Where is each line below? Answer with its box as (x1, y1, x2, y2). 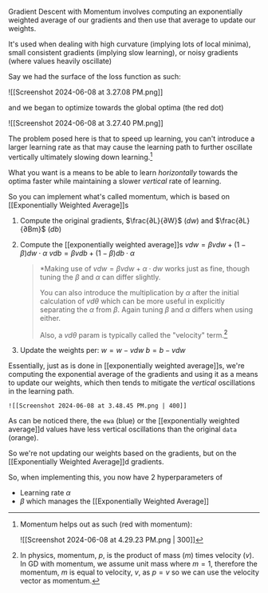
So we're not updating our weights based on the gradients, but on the (8, 448, 237, 459)
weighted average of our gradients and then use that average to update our (8, 15, 256, 25)
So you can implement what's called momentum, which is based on (8, 191, 230, 201)
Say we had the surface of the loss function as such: (8, 72, 181, 81)
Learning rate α (19, 488, 71, 498)
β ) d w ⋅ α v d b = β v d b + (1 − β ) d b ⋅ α (19, 248, 136, 258)
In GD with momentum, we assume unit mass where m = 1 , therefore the (19, 559, 258, 569)
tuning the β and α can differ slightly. (39, 272, 161, 282)
